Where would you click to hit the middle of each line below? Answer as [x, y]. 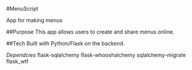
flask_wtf [17, 61]
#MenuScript [22, 9]
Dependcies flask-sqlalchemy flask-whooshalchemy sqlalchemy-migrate [96, 55]
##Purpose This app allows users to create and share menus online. [90, 32]
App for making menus [34, 20]
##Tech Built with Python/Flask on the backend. [65, 43]
